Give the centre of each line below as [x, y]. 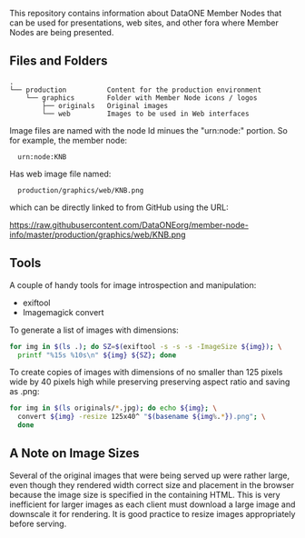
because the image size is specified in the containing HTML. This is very [145, 494]
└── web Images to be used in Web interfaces [146, 114]
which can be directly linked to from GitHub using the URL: [119, 207]
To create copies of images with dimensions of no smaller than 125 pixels [146, 373]
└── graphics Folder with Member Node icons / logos [142, 98]
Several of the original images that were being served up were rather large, [150, 475]
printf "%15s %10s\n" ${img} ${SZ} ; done [97, 355]
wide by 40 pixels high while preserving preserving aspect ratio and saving [150, 382]
